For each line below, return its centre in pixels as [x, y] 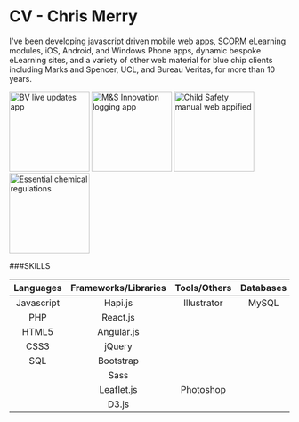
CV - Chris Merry [73, 16]
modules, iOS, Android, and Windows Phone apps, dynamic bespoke [135, 50]
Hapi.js [118, 303]
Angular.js [118, 331]
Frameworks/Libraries [118, 288]
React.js [118, 317]
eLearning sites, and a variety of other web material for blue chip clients [141, 60]
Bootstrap [118, 361]
